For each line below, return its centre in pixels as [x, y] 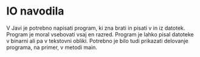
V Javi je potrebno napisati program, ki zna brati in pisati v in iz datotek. [96, 28]
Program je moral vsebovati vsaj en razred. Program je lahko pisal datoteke [100, 34]
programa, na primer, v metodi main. [52, 47]
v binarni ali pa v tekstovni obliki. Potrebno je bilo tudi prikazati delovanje [97, 41]
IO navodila [35, 11]
